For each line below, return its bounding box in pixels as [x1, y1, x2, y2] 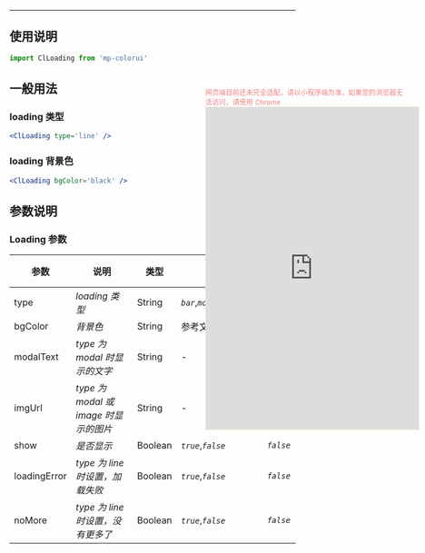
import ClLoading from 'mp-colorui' [9, 54, 148, 63]
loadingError [14, 469, 67, 482]
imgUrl [14, 401, 43, 414]
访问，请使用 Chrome [212, 97, 282, 107]
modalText [14, 351, 59, 363]
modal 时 [75, 351, 115, 364]
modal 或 [75, 396, 115, 409]
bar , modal [181, 296, 222, 309]
